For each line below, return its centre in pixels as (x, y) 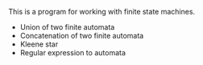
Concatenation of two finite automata (82, 36)
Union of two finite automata (67, 27)
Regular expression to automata (73, 53)
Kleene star (39, 44)
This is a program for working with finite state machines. (102, 12)
